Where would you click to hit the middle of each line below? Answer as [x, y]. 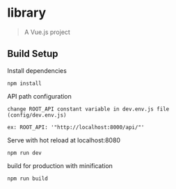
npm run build [28, 179]
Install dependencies [37, 70]
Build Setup [33, 54]
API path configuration [39, 96]
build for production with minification [60, 165]
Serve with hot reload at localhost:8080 [64, 140]
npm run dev [24, 153]
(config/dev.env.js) [37, 115]
